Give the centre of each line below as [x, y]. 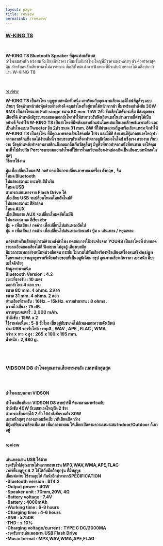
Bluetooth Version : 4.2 [29, 274]
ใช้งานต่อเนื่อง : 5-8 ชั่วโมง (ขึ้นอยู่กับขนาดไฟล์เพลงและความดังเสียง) [60, 323]
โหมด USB [15, 187]
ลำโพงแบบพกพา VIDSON [27, 393]
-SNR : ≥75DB [20, 517]
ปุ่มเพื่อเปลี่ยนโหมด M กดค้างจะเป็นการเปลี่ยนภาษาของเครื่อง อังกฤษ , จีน [63, 170]
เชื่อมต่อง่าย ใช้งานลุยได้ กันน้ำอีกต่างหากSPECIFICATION [53, 476]
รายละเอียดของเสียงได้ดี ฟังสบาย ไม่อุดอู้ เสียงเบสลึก [46, 247]
